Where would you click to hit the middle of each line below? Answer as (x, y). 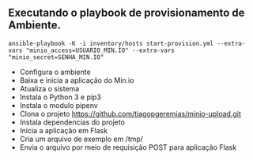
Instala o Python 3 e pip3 (60, 97)
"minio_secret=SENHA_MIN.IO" (56, 57)
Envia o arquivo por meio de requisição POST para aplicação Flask (128, 147)
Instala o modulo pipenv (59, 105)
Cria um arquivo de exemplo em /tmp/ (81, 139)
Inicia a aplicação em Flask (64, 130)
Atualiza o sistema (49, 88)
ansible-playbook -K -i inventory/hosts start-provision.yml (111, 43)
